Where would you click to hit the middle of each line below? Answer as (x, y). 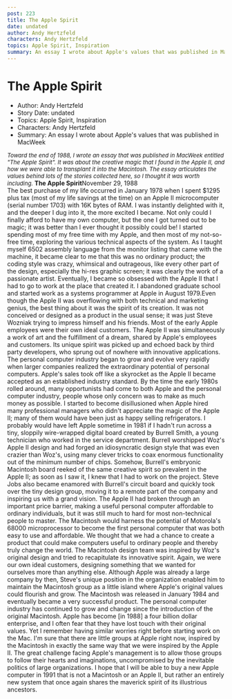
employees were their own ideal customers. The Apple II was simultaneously (116, 329)
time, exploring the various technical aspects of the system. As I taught (122, 242)
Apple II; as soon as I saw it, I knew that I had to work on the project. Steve (113, 477)
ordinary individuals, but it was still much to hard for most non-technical (109, 513)
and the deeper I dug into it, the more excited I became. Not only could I (109, 212)
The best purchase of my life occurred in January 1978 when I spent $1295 (114, 190)
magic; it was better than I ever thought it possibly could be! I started (105, 227)
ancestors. (22, 689)
